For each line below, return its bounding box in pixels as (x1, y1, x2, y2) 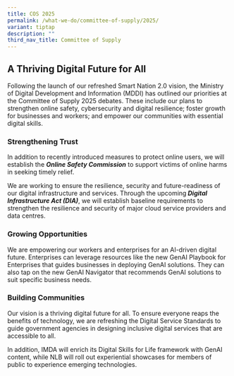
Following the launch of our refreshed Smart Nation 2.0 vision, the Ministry (7, 81, 224, 90)
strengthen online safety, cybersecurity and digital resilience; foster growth (7, 104, 226, 112)
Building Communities (7, 293, 85, 302)
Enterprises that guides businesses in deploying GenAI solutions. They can (7, 260, 225, 269)
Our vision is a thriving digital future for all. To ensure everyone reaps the (7, 309, 220, 317)
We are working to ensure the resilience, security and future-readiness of (7, 182, 221, 190)
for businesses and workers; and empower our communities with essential (7, 111, 223, 120)
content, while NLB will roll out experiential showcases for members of (7, 353, 212, 361)
